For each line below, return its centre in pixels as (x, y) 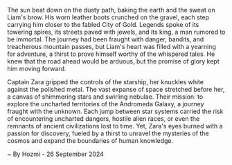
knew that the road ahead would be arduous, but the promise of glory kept (113, 61)
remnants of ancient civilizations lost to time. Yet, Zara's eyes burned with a (115, 126)
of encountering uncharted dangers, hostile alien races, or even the (104, 119)
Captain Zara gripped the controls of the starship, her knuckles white (106, 82)
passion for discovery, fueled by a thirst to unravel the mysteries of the (108, 133)
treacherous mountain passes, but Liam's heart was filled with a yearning (112, 47)
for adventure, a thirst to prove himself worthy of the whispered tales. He (111, 54)
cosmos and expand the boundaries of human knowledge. (90, 140)
